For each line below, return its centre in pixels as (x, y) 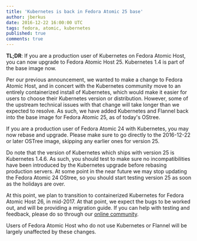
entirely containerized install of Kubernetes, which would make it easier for (96, 92)
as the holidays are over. (36, 184)
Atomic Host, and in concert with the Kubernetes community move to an (94, 86)
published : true (26, 34)
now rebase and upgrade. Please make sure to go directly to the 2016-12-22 (98, 135)
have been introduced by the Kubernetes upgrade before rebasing (86, 165)
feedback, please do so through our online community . (73, 214)
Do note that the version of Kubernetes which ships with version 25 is (90, 153)
